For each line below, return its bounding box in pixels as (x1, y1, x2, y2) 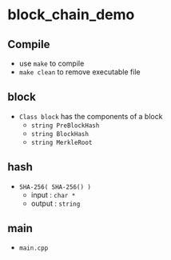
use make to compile (18, 58, 85, 68)
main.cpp (18, 244, 49, 253)
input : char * (30, 190, 76, 199)
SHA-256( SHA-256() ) (18, 182, 91, 191)
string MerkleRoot (30, 138, 93, 146)
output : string (30, 198, 81, 208)
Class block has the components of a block (18, 111, 163, 121)
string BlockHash (30, 130, 89, 138)
